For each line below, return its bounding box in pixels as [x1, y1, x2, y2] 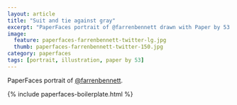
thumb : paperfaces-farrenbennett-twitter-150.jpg [13, 43, 163, 50]
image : [7, 30, 27, 38]
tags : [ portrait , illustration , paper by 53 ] [7, 57, 144, 64]
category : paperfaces [7, 50, 72, 57]
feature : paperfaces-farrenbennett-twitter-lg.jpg [13, 37, 167, 44]
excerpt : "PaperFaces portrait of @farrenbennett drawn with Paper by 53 [7, 23, 231, 31]
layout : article [7, 10, 55, 18]
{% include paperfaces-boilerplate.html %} [7, 89, 133, 98]
